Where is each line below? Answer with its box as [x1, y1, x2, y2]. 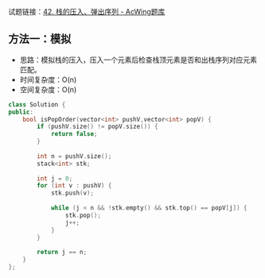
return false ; [50, 130, 98, 138]
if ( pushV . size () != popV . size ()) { [37, 122, 158, 131]
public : [8, 108, 34, 116]
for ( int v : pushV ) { [37, 182, 112, 190]
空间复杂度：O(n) [19, 84, 77, 94]
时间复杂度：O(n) [19, 75, 77, 84]
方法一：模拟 [8, 33, 72, 46]
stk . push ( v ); [50, 189, 94, 197]
